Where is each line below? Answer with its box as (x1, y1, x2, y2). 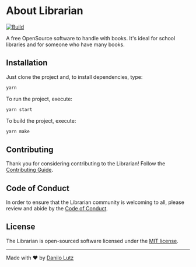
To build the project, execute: (6, 117, 76, 124)
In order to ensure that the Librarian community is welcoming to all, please (6, 199, 185, 206)
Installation (6, 58, 48, 68)
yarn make (6, 129, 30, 134)
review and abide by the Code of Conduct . (6, 205, 108, 211)
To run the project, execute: (6, 95, 73, 102)
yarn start (6, 106, 33, 112)
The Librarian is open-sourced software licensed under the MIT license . (6, 237, 179, 244)
